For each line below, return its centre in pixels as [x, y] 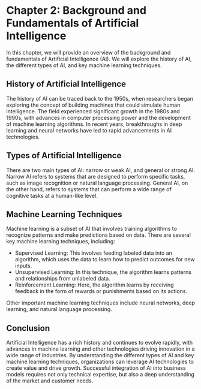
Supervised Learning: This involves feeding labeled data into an [94, 253]
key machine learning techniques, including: [61, 242]
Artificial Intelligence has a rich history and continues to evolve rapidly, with [100, 343]
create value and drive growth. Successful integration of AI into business [96, 368]
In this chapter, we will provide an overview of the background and [88, 52]
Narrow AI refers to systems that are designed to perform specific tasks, [96, 176]
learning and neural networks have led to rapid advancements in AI [89, 130]
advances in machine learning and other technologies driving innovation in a [100, 349]
